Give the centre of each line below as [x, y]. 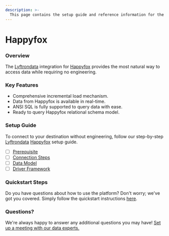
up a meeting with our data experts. [42, 228]
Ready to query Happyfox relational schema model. [66, 112]
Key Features [22, 85]
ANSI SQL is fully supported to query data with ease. [68, 107]
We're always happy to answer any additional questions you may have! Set [83, 223]
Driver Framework [31, 169]
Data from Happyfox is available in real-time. [59, 101]
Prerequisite [25, 151]
